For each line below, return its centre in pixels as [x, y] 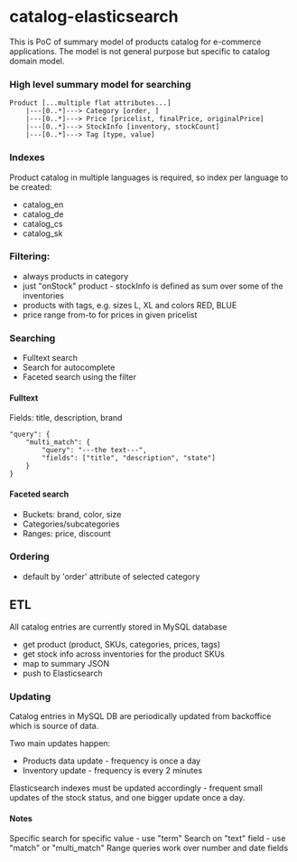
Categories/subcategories [71, 524]
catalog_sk [42, 233]
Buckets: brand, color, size [72, 514]
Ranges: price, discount [66, 533]
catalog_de [43, 213]
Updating [30, 696]
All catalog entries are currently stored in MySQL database [118, 627]
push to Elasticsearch [62, 673]
